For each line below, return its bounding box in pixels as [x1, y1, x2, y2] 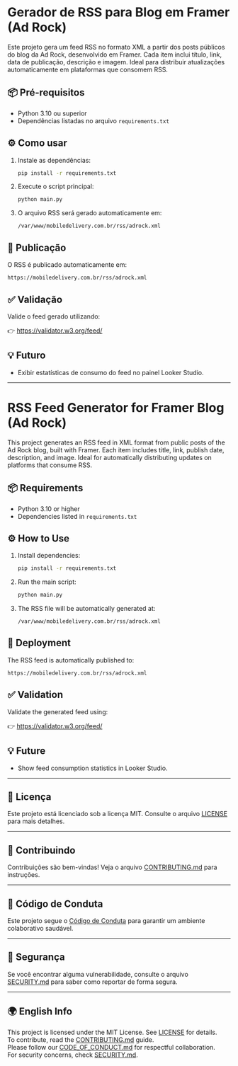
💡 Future [7, 745, 46, 757]
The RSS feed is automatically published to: [7, 655, 135, 664]
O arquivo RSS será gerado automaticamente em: [17, 209, 162, 217]
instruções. [7, 871, 40, 879]
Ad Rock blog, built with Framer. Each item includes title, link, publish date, [7, 445, 225, 454]
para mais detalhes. [7, 817, 65, 825]
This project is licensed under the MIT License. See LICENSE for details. [7, 1028, 217, 1036]
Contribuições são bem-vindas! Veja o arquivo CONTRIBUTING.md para [7, 863, 217, 871]
